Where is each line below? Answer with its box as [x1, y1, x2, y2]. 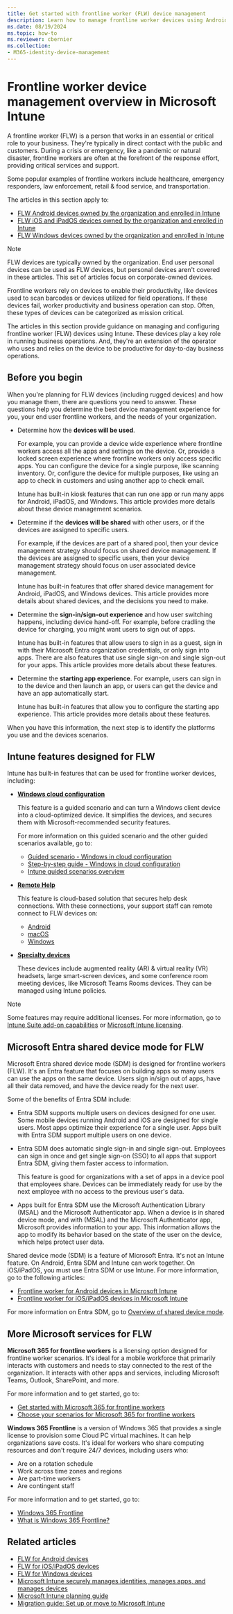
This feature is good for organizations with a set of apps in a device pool [17, 1173, 225, 1181]
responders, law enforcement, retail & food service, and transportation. [7, 182, 210, 190]
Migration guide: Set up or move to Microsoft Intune [17, 1599, 165, 1607]
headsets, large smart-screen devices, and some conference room [17, 972, 209, 980]
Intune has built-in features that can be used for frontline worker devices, [7, 769, 216, 778]
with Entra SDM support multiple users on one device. [17, 1131, 172, 1140]
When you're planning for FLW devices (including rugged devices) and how [7, 390, 223, 399]
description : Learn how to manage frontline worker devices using [7, 17, 203, 24]
